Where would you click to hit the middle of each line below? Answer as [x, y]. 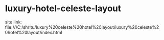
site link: [13, 22]
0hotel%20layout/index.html [34, 32]
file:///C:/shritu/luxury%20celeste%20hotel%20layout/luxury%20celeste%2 [82, 27]
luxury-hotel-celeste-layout [63, 9]
